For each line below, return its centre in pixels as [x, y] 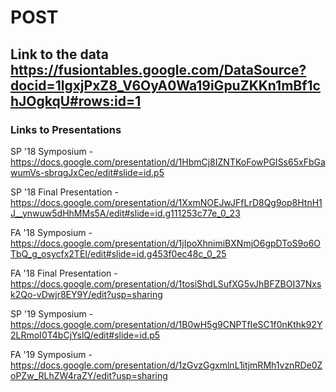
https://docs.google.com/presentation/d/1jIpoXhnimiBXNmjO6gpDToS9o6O [166, 243]
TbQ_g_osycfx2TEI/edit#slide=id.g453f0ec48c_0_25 [118, 253]
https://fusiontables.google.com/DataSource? [158, 69]
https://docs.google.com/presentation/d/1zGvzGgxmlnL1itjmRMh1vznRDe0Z [166, 365]
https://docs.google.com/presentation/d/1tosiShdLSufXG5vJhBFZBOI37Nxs [166, 283]
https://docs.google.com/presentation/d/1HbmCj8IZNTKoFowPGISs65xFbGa [168, 162]
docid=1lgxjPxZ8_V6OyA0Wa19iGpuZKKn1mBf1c [165, 85]
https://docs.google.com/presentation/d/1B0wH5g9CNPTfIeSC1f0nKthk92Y [166, 324]
